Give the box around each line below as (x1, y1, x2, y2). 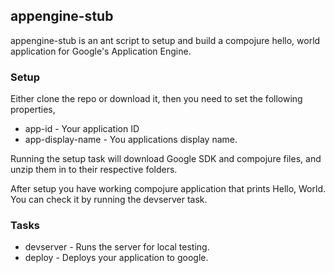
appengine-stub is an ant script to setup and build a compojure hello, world (10, 34, 321, 46)
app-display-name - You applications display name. (24, 134, 238, 146)
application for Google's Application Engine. (10, 45, 192, 57)
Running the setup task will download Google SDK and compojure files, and (10, 153, 322, 165)
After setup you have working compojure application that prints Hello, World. (10, 183, 326, 195)
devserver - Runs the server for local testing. (24, 241, 210, 253)
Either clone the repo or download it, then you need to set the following (10, 93, 303, 105)
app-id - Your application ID (24, 123, 140, 135)
